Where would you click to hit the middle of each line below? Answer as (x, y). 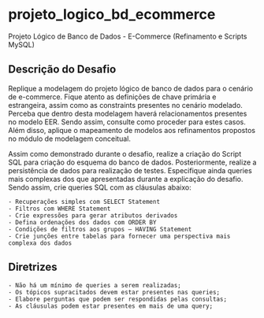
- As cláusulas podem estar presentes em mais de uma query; (111, 306)
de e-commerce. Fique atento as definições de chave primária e (112, 97)
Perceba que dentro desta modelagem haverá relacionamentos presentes (128, 113)
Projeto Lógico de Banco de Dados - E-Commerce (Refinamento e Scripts (128, 36)
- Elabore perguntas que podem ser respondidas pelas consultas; (117, 299)
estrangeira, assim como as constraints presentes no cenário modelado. (125, 105)
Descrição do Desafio (62, 70)
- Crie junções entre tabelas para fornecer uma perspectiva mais (119, 236)
